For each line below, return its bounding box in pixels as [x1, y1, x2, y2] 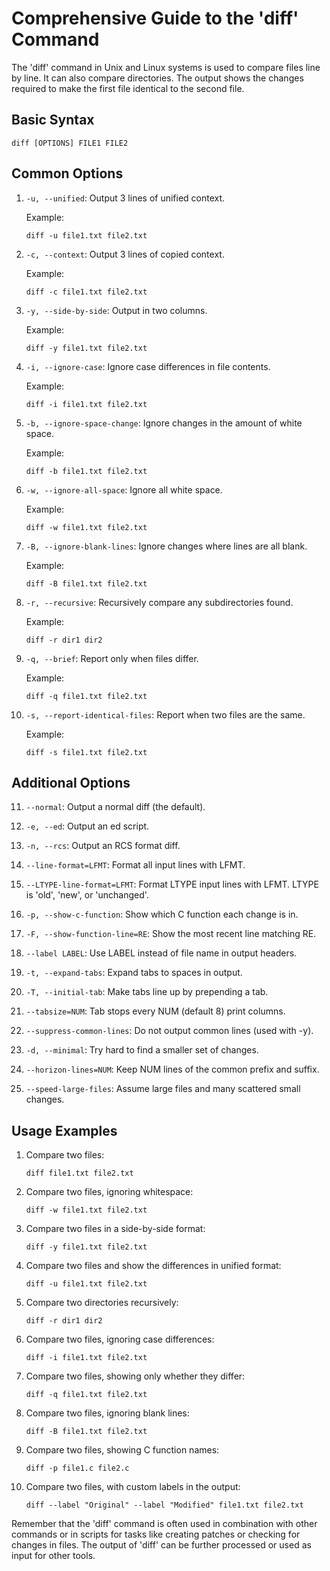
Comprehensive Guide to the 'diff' [11, 7, 299, 30]
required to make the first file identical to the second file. [11, 82, 245, 94]
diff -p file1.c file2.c [25, 1463, 130, 1474]
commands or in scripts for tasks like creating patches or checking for [11, 1528, 301, 1541]
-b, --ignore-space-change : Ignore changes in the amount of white [25, 417, 303, 429]
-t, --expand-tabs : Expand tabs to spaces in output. [25, 967, 243, 979]
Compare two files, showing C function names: [25, 1444, 220, 1456]
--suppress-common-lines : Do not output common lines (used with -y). [25, 1025, 314, 1037]
